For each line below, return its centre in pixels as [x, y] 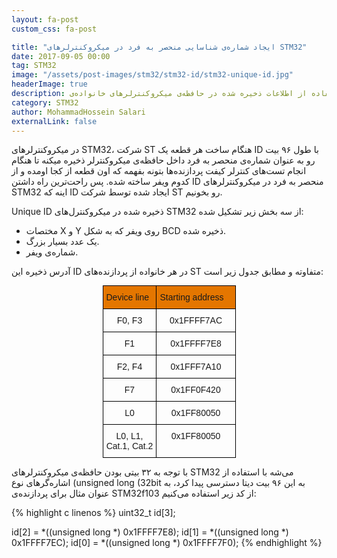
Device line [127, 297]
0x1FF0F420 [195, 390]
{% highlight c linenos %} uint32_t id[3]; [93, 513]
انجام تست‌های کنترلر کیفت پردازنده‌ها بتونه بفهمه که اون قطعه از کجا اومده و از [159, 171]
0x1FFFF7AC [196, 320]
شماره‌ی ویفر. [52, 252]
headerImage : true [49, 84]
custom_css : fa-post [54, 29]
